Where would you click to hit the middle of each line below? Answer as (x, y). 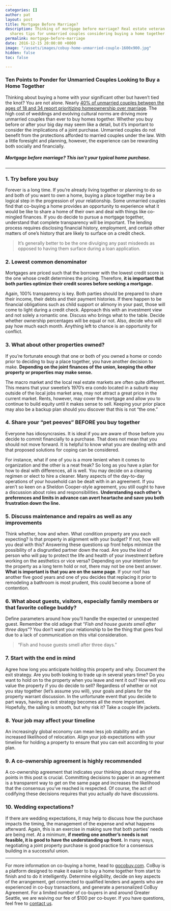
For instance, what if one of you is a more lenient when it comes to (75, 459)
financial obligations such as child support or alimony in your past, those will (85, 305)
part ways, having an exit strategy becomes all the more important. (76, 702)
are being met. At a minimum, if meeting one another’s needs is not (77, 834)
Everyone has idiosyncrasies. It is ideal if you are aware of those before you (85, 433)
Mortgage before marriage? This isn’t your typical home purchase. (78, 158)
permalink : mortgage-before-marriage (45, 39)
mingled (14, 217)
